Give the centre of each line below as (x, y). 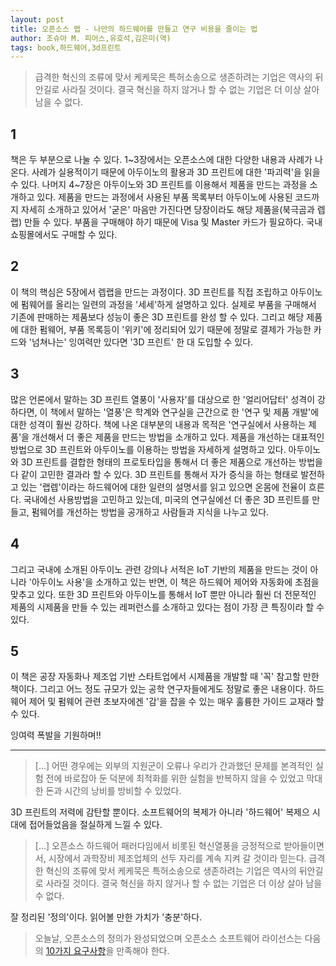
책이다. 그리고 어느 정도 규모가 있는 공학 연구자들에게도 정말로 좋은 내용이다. (158, 689)
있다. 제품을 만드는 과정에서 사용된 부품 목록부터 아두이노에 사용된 (164, 197)
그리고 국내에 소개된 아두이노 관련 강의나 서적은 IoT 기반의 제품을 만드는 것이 (159, 569)
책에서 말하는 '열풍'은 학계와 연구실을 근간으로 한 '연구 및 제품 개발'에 (184, 412)
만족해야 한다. (143, 951)
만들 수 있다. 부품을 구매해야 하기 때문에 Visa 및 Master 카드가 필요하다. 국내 (173, 222)
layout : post (37, 19)
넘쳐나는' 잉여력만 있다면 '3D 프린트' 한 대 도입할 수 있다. (142, 342)
